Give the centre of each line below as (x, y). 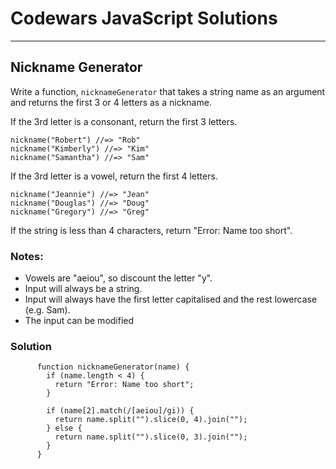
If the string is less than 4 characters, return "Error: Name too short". (151, 230)
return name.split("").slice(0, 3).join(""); (151, 437)
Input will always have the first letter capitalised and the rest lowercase (171, 299)
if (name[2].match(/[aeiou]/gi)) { (120, 411)
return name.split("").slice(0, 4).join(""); (151, 420)
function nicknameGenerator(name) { (113, 367)
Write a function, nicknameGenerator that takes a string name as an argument (168, 91)
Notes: (27, 256)
